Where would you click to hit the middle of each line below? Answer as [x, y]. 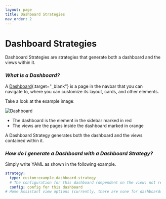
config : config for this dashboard [46, 187]
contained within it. [24, 140]
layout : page [19, 10]
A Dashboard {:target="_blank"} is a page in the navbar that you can [74, 86]
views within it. [20, 63]
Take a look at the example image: [40, 101]
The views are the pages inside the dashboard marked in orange [78, 126]
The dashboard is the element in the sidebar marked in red [72, 120]
